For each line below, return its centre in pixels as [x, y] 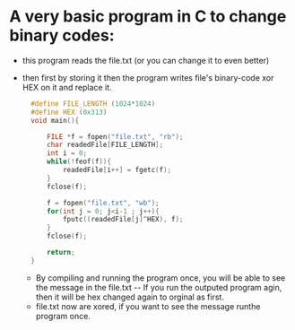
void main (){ [55, 120]
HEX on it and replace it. [67, 87]
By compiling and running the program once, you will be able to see [161, 278]
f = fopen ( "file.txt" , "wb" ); [103, 203]
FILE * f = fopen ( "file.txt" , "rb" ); [115, 136]
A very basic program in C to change [148, 17]
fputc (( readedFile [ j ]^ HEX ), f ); [123, 220]
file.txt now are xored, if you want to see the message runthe [148, 306]
